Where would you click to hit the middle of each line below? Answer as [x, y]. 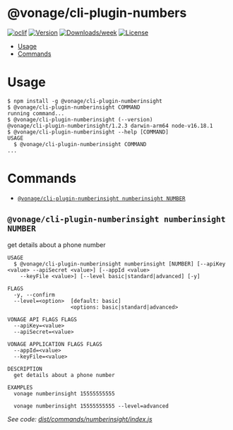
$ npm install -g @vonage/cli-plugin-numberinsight [85, 101]
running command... [36, 113]
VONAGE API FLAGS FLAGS [42, 319]
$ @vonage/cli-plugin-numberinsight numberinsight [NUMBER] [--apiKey [120, 264]
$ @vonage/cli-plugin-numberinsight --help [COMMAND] [88, 132]
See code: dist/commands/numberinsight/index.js [80, 419]
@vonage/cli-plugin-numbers [97, 13]
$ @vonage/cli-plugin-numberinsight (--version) [80, 119]
